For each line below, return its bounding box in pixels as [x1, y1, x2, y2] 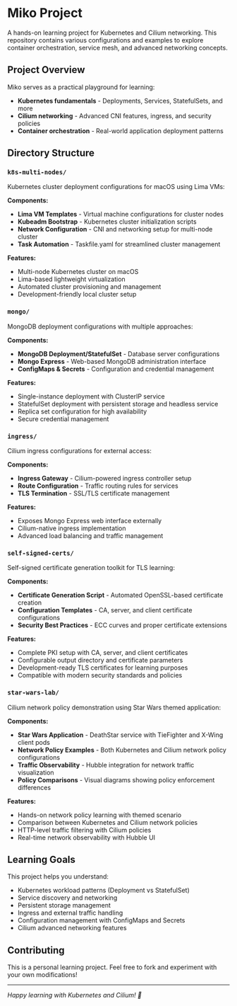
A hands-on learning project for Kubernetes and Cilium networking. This [7, 28, 217, 37]
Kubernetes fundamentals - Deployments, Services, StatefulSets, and [17, 96, 224, 105]
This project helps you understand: [7, 872, 109, 881]
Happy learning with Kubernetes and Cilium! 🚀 [7, 991, 142, 1000]
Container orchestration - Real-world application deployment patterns [17, 126, 224, 135]
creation [17, 598, 42, 607]
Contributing [7, 944, 65, 956]
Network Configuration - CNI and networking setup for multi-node [17, 225, 213, 234]
